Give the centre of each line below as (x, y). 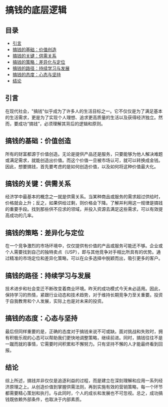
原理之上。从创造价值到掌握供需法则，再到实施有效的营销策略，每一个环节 (86, 386)
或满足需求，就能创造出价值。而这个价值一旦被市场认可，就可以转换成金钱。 (84, 160)
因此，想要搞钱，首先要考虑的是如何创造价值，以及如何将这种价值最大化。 (82, 166)
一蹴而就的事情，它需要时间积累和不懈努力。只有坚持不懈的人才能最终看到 (82, 344)
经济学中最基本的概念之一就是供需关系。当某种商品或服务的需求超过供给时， (84, 197)
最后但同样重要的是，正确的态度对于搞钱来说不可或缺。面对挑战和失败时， (82, 331)
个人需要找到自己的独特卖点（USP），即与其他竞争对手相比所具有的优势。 (81, 252)
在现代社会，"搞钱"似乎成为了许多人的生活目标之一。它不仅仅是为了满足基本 (84, 111)
